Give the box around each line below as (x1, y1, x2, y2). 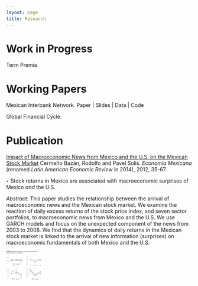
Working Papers (6, 82, 87, 96)
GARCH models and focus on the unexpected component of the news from (6, 220, 189, 227)
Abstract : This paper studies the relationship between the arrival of (6, 195, 170, 202)
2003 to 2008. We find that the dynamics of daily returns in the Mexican (6, 226, 182, 233)
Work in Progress (6, 42, 93, 56)
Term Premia (6, 61, 37, 69)
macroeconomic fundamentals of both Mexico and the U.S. (6, 239, 150, 246)
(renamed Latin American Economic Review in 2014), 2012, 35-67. (6, 166, 167, 173)
